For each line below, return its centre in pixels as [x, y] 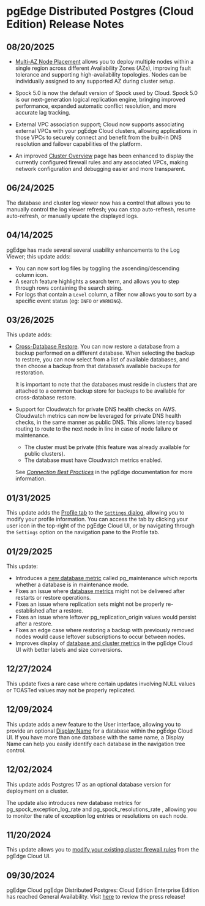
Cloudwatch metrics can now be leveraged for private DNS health [98, 416]
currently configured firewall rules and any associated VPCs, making [102, 162]
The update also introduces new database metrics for [74, 802]
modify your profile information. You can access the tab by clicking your [97, 519]
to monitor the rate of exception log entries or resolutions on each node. [97, 815]
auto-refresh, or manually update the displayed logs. [73, 216]
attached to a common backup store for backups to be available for [100, 391]
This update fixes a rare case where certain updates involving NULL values [101, 684]
